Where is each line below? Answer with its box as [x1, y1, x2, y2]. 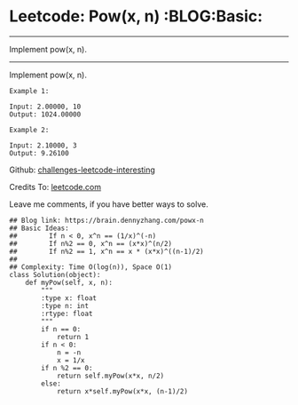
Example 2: [9, 125, 50, 134]
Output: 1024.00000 [9, 109, 82, 119]
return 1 [56, 332, 90, 341]
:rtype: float [41, 309, 93, 318]
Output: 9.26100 [9, 148, 69, 157]
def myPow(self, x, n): [25, 278, 114, 287]
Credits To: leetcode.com [9, 181, 102, 192]
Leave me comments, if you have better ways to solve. [9, 198, 208, 210]
